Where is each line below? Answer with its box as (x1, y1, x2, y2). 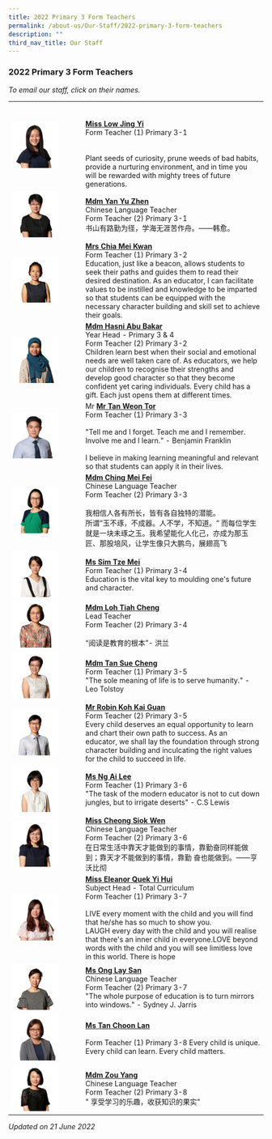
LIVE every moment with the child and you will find (85, 909, 253, 919)
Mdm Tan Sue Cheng (85, 658, 158, 668)
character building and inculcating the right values (85, 745, 253, 754)
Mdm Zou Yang (85, 1070, 138, 1080)
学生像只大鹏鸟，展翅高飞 (142, 538, 228, 548)
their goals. (85, 310, 123, 320)
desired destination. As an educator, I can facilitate (85, 275, 254, 285)
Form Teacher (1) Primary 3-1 (85, 128, 188, 138)
